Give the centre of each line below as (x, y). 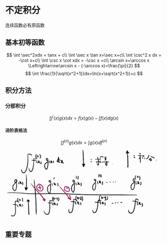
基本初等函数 (25, 42)
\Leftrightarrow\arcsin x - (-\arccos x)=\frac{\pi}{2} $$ (84, 65)
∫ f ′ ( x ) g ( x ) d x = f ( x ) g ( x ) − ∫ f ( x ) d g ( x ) (84, 117)
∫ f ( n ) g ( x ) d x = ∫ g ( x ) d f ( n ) (84, 142)
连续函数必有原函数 (25, 25)
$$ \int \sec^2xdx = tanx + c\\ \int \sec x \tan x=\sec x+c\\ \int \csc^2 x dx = (84, 55)
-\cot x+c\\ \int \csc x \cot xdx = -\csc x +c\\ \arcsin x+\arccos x (84, 60)
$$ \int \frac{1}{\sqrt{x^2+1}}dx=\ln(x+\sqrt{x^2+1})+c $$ (84, 73)
